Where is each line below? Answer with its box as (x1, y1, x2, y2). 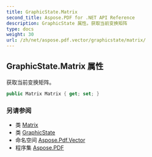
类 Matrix (15, 121, 38, 128)
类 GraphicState (15, 128, 56, 136)
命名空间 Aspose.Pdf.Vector (15, 136, 85, 144)
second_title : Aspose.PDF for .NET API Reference (6, 15, 136, 21)
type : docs (6, 26, 34, 32)
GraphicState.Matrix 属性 (6, 61, 104, 72)
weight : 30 (6, 32, 34, 38)
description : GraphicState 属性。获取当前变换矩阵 (6, 20, 128, 26)
